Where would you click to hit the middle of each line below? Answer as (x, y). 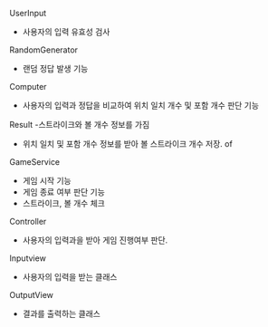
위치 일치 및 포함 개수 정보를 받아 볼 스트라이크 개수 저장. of (127, 144)
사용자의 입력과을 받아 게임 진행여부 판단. (95, 240)
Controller (28, 221)
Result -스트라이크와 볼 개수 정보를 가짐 (80, 125)
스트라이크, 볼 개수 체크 (64, 203)
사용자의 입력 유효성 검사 (66, 32)
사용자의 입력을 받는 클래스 (70, 277)
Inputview (28, 258)
